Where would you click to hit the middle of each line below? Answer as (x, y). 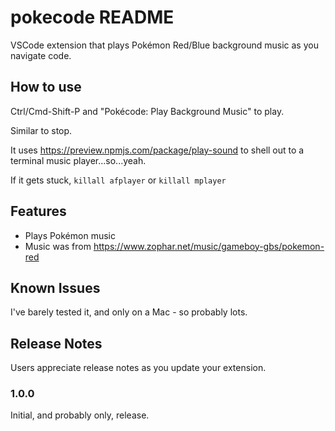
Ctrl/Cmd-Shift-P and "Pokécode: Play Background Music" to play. (147, 111)
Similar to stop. (41, 130)
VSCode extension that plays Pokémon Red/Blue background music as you (164, 45)
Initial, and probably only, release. (80, 415)
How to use (46, 87)
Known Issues (55, 287)
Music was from (58, 246)
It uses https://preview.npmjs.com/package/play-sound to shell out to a (157, 150)
